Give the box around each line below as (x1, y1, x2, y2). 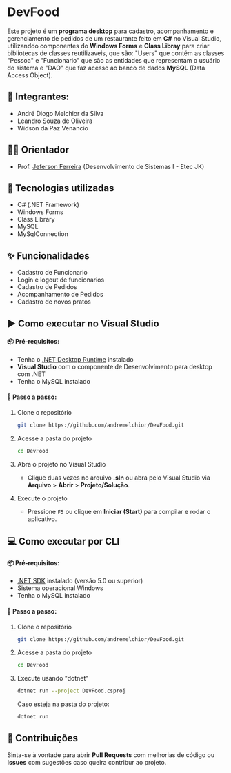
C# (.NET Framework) (17, 201, 79, 209)
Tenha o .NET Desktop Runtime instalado (17, 355, 134, 363)
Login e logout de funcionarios (17, 275, 105, 284)
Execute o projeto (17, 494, 68, 502)
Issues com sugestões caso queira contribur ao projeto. (7, 758, 167, 766)
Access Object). (7, 70, 53, 79)
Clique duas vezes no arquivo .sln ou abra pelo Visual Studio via (27, 473, 210, 482)
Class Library (17, 215, 55, 224)
